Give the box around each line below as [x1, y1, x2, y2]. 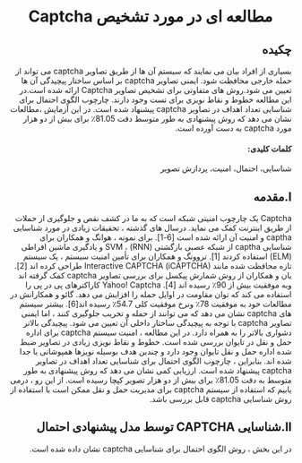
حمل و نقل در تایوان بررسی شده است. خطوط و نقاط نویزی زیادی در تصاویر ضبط [20, 337, 292, 347]
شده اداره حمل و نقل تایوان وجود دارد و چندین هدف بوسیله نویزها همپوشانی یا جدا [19, 347, 292, 357]
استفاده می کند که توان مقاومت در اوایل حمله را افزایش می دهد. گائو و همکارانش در [10, 289, 292, 300]
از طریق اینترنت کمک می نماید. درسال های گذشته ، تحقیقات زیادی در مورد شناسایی [13, 222, 292, 234]
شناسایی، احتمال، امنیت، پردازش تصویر [160, 163, 292, 174]
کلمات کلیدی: [247, 143, 292, 154]
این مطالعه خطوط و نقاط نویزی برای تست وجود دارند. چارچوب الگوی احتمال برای [19, 94, 292, 105]
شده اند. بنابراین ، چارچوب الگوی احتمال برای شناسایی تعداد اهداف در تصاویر [35, 356, 292, 366]
